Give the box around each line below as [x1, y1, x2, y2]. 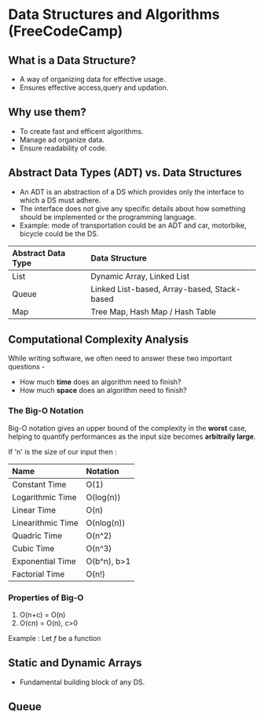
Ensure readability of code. [19, 143, 108, 153]
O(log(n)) [86, 491, 121, 502]
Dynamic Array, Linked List [90, 270, 190, 281]
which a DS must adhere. [19, 195, 101, 205]
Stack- [214, 284, 241, 295]
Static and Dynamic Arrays [8, 656, 143, 670]
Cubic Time [12, 543, 55, 554]
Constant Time [12, 479, 67, 490]
